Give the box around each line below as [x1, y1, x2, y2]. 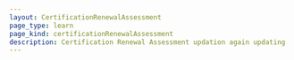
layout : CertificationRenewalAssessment [9, 12, 163, 22]
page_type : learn [9, 21, 74, 30]
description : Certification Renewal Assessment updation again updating [9, 37, 286, 47]
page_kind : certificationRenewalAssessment [9, 29, 174, 38]
